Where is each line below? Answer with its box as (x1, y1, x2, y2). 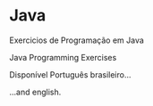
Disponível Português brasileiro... (9, 69, 132, 80)
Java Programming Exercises (9, 52, 117, 62)
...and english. (9, 86, 62, 97)
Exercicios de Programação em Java (9, 35, 145, 45)
